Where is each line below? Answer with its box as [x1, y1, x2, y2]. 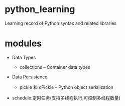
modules [5, 38, 42, 49]
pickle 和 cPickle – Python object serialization [19, 84, 113, 90]
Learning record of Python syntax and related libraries [5, 20, 116, 26]
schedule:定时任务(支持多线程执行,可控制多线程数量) [12, 94, 121, 101]
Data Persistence [12, 74, 48, 80]
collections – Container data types [19, 64, 90, 70]
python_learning [5, 4, 75, 15]
